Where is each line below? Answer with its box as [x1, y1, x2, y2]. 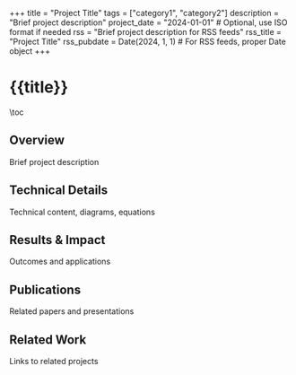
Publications [9, 282, 82, 297]
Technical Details [9, 183, 109, 198]
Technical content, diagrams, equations [9, 206, 155, 217]
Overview [9, 133, 65, 148]
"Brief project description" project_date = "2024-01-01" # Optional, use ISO [9, 17, 288, 28]
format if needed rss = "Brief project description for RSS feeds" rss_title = [9, 27, 283, 37]
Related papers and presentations [9, 306, 135, 317]
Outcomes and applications [9, 256, 111, 267]
